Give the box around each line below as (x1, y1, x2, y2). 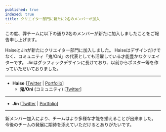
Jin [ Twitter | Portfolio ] (12, 101, 58, 107)
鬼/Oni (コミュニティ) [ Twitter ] (19, 86, 82, 92)
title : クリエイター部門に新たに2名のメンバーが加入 (5, 16, 100, 21)
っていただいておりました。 (5, 66, 61, 72)
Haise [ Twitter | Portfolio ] (12, 80, 64, 87)
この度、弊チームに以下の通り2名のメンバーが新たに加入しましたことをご (5, 31, 155, 37)
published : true (5, 7, 39, 12)
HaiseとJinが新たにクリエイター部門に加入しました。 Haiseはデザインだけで (5, 47, 161, 53)
